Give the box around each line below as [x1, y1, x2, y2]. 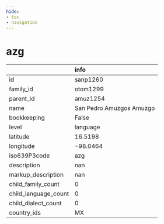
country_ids [9, 209, 41, 217]
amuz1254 [74, 95, 105, 103]
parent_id [9, 95, 35, 103]
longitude [9, 142, 35, 150]
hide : [6, 8, 19, 15]
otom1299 [74, 85, 104, 94]
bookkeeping [9, 113, 45, 122]
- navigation [6, 19, 38, 25]
